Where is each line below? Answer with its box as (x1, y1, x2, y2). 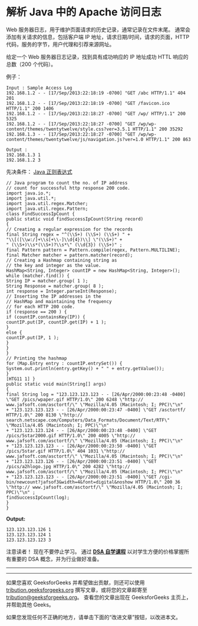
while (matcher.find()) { (6, 272, 70, 279)
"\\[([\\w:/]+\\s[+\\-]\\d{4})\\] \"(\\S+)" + (6, 236, 123, 242)
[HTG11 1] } (6, 375, 35, 382)
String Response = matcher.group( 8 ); (6, 283, 104, 289)
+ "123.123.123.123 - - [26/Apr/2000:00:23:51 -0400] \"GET (6, 474, 157, 480)
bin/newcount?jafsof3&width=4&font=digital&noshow (6, 479, 133, 485)
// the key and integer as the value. (6, 262, 101, 268)
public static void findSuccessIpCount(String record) (6, 216, 144, 222)
